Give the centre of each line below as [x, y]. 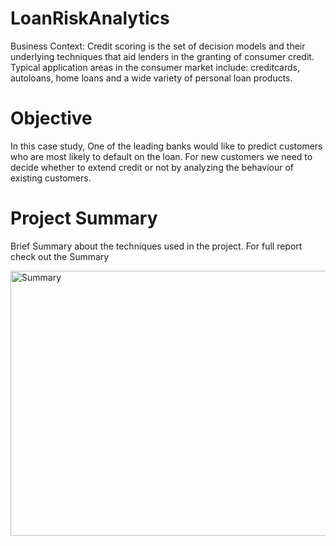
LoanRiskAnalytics [90, 18]
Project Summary [84, 218]
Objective [51, 118]
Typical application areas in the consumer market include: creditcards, [155, 67]
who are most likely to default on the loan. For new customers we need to [161, 156]
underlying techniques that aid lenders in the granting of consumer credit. [162, 56]
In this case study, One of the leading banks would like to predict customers [166, 146]
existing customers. [51, 178]
